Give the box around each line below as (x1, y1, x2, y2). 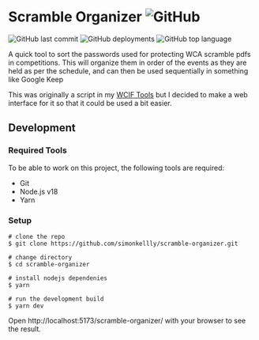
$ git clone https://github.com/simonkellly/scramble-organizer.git (8, 240, 238, 247)
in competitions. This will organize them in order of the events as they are (8, 58, 247, 67)
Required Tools (8, 145, 67, 156)
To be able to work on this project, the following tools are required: (8, 163, 225, 172)
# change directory (8, 253, 73, 261)
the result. (8, 324, 42, 334)
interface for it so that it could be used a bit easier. (8, 98, 172, 108)
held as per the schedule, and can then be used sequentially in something (8, 66, 249, 75)
